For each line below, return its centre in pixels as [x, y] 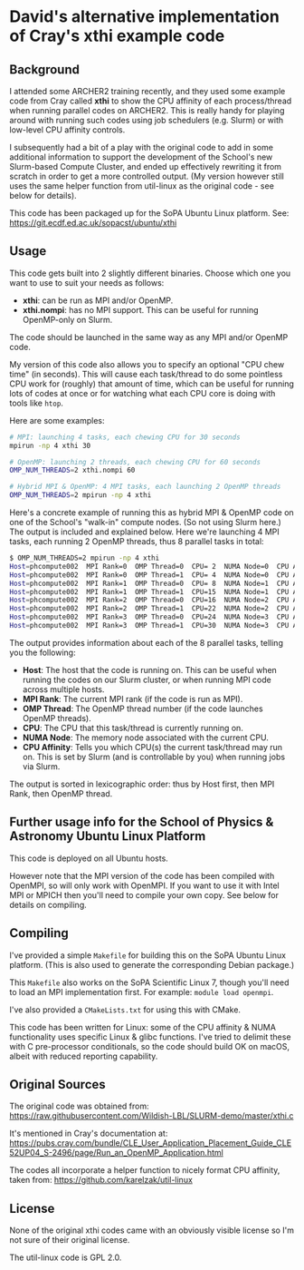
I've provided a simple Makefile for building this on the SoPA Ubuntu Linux [148, 955]
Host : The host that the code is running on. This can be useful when [150, 669]
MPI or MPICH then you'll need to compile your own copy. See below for [144, 894]
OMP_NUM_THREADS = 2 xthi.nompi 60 [72, 470]
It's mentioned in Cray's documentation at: [89, 1133]
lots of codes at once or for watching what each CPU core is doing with [142, 393]
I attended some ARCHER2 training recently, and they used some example [147, 91]
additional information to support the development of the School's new [141, 157]
